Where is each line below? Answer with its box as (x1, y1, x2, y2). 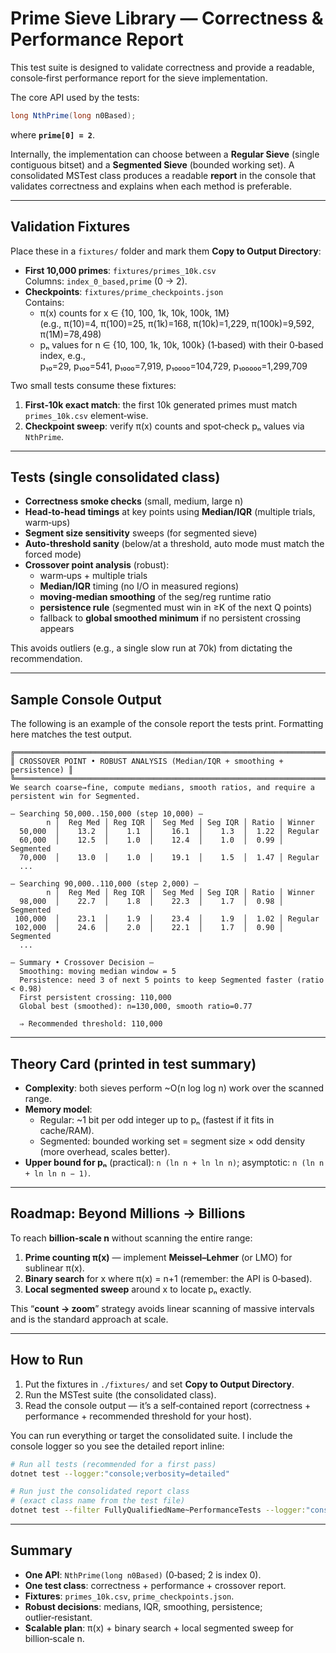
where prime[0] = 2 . (10, 128, 95, 141)
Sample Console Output (10, 691, 162, 708)
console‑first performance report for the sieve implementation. (10, 72, 268, 84)
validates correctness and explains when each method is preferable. (10, 180, 292, 192)
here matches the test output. (10, 728, 133, 741)
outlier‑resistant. (24, 1611, 93, 1623)
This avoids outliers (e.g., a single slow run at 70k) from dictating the (10, 642, 293, 654)
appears (39, 623, 75, 635)
